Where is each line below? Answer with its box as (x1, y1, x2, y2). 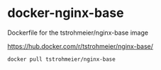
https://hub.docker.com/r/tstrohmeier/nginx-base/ (7, 42, 154, 50)
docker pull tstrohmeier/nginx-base (7, 55, 116, 63)
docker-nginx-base (7, 5, 124, 21)
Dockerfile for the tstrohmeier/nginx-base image (7, 28, 149, 37)
